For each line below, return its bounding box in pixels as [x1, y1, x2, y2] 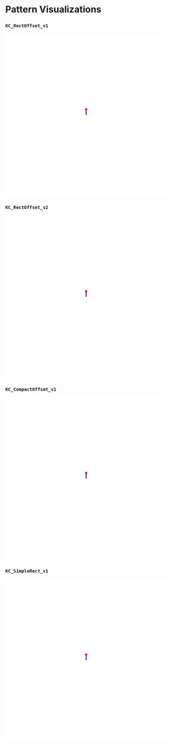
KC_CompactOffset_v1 [5, 386, 57, 392]
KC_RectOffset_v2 [5, 204, 49, 211]
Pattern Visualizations [5, 4, 101, 15]
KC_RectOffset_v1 [5, 23, 49, 29]
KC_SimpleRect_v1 [5, 568, 49, 574]
